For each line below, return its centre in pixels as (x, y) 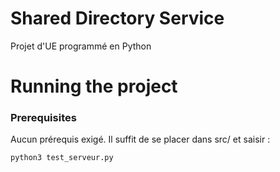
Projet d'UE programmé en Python (81, 46)
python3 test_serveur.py (62, 158)
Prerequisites (43, 118)
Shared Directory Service (117, 18)
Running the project (94, 86)
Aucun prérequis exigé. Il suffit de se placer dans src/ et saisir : (140, 139)
